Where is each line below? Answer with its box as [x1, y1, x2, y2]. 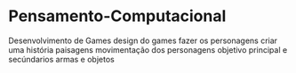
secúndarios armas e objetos [8, 54, 115, 64]
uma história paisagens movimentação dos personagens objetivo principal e [8, 44, 288, 55]
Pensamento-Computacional [8, 6, 227, 26]
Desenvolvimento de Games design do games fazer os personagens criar [8, 35, 277, 46]
